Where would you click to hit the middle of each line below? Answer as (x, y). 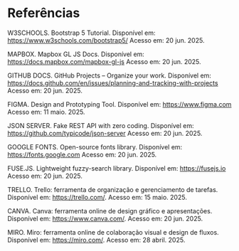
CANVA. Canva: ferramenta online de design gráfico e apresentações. (110, 210)
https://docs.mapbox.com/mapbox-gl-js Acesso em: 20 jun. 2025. (104, 61)
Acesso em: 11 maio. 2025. (46, 112)
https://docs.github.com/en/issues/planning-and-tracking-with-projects (113, 82)
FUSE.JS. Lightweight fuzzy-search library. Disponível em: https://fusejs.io (117, 168)
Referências (44, 13)
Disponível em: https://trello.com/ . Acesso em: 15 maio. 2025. (97, 197)
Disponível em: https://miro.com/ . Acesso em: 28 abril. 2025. (96, 240)
